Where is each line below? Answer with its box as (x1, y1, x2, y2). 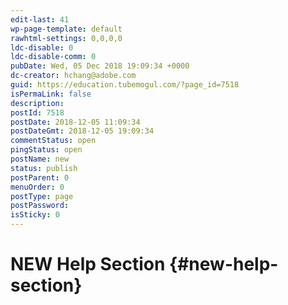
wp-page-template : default (10, 24, 123, 34)
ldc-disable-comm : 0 (10, 52, 97, 62)
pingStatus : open (10, 145, 83, 155)
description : (10, 98, 65, 108)
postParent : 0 (10, 172, 70, 183)
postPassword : (10, 201, 70, 211)
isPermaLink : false (10, 89, 92, 99)
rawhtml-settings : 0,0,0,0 (10, 33, 123, 43)
